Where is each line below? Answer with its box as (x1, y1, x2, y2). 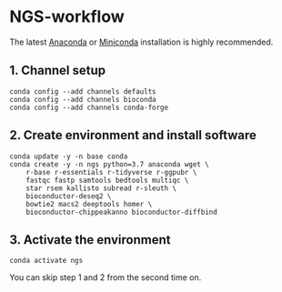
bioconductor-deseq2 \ (25, 191, 112, 201)
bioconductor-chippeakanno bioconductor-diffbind (25, 207, 218, 216)
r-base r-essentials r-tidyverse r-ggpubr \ (25, 167, 197, 176)
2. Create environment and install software (9, 127, 257, 143)
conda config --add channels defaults (9, 86, 156, 96)
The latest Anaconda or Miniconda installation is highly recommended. (9, 36, 274, 47)
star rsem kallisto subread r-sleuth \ (25, 184, 177, 193)
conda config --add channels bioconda (9, 95, 156, 104)
